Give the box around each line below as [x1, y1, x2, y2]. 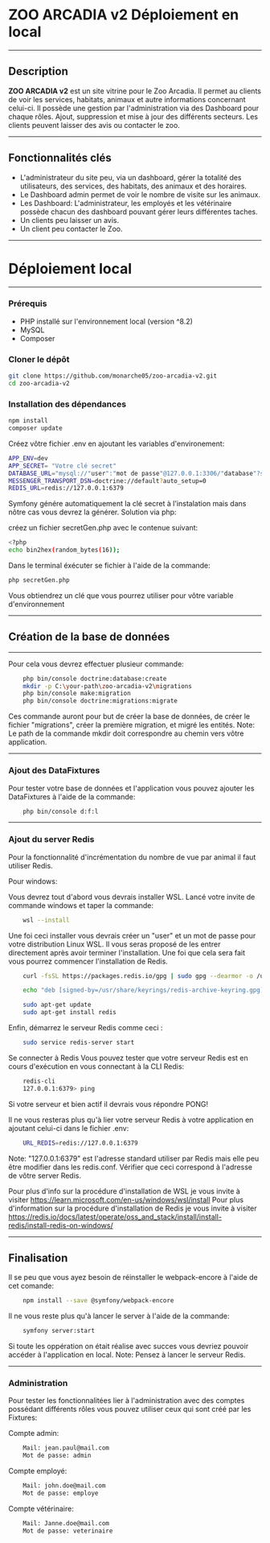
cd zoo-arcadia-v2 [8, 379, 70, 387]
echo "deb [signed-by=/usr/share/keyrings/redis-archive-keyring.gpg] [22, 986, 264, 995]
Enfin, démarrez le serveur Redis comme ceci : [8, 1023, 163, 1033]
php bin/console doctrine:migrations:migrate [22, 697, 178, 705]
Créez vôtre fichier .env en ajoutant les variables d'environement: [8, 439, 225, 448]
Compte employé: [8, 1467, 67, 1476]
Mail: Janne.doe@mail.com [22, 1519, 110, 1527]
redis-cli [22, 1077, 56, 1085]
